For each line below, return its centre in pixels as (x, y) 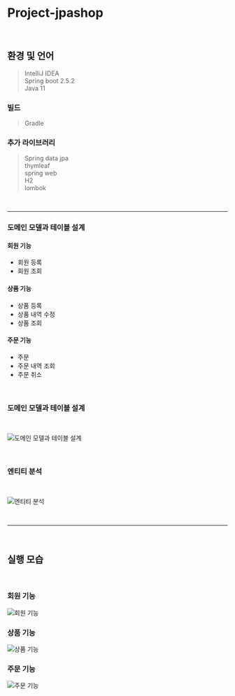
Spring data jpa (46, 158)
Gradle (34, 123)
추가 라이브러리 (31, 143)
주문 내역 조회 (36, 366)
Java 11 (35, 88)
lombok (35, 188)
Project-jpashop (55, 13)
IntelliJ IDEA (42, 73)
